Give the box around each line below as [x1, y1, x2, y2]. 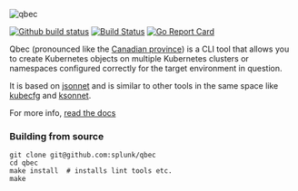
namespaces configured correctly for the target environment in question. [9, 63, 283, 73]
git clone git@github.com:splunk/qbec [9, 150, 156, 160]
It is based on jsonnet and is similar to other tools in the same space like [9, 81, 279, 91]
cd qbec [9, 158, 39, 167]
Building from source [9, 129, 104, 142]
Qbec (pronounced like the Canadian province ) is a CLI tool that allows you [9, 43, 290, 54]
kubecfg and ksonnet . [9, 91, 92, 100]
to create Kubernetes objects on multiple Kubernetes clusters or [9, 53, 250, 63]
